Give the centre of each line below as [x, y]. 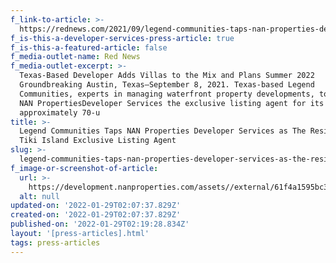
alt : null [39, 196]
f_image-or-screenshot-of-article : [84, 168]
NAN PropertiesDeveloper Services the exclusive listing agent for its [172, 103]
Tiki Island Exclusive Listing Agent [98, 141]
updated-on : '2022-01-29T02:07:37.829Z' [96, 206]
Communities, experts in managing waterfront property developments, [167, 94]
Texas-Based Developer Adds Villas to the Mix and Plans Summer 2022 [167, 76]
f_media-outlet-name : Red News [75, 57]
